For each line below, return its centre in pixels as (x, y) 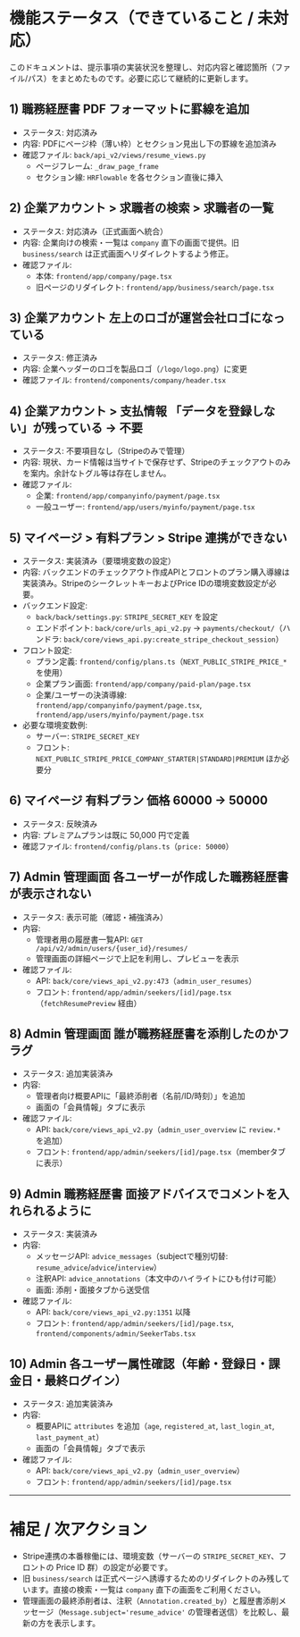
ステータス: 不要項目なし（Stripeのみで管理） (106, 451)
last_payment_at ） (70, 1437)
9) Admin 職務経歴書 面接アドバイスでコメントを (144, 1194)
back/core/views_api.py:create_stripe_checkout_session (170, 640)
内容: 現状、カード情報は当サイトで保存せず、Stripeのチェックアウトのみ (156, 462)
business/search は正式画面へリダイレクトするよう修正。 (128, 253)
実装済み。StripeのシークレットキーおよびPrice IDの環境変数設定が (146, 583)
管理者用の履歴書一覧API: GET (89, 939)
